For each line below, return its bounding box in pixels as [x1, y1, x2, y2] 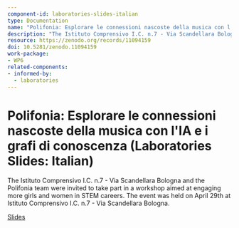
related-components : [7, 63, 69, 71]
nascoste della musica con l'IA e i [7, 123, 208, 139]
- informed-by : [7, 70, 53, 77]
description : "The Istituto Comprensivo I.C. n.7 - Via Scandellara [7, 30, 215, 38]
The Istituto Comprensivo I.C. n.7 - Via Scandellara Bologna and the [7, 176, 205, 185]
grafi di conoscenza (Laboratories [7, 138, 212, 154]
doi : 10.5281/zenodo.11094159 [7, 43, 97, 51]
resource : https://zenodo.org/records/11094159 [7, 37, 152, 44]
